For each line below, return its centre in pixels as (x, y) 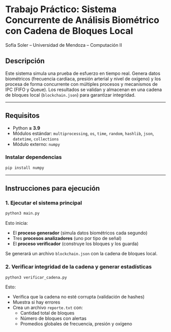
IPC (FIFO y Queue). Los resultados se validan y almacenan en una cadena (83, 89)
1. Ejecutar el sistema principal (44, 203)
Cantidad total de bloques (47, 313)
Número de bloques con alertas (53, 318)
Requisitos (22, 116)
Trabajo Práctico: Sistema (61, 9)
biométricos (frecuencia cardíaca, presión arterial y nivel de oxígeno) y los (83, 79)
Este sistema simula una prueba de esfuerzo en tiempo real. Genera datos (83, 73)
